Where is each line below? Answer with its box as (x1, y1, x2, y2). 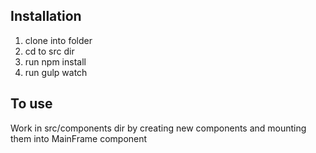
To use (10, 95, 53, 113)
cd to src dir (24, 45, 75, 57)
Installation (10, 8, 82, 25)
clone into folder (24, 34, 93, 46)
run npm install (24, 55, 87, 68)
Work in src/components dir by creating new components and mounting (10, 122, 307, 134)
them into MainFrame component (10, 132, 148, 144)
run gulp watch (24, 66, 88, 78)
